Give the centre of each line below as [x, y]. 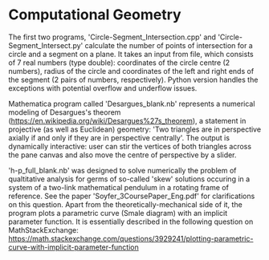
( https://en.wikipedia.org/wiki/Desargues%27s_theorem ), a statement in [127, 120]
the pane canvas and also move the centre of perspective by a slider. [122, 155]
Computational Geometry [95, 15]
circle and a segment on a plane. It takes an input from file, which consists [131, 54]
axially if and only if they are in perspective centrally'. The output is [119, 137]
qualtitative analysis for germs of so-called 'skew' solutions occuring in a [129, 179]
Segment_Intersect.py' [46, 45]
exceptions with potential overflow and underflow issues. [103, 88]
